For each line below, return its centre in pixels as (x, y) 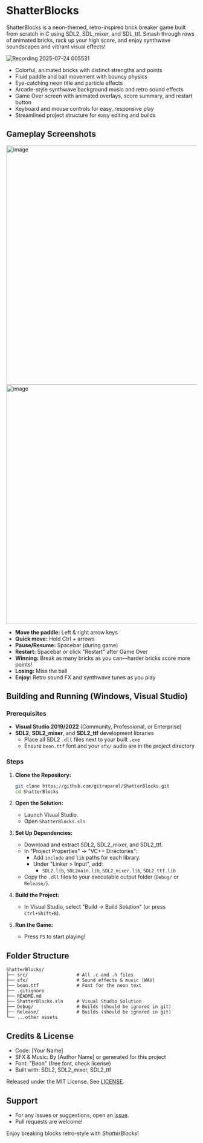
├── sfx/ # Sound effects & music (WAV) (81, 980)
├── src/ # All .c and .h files (70, 975)
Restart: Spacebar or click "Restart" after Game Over (81, 651)
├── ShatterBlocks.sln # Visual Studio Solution (74, 1002)
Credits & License (40, 1036)
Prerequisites (26, 714)
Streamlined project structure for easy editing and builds (85, 115)
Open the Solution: (39, 803)
